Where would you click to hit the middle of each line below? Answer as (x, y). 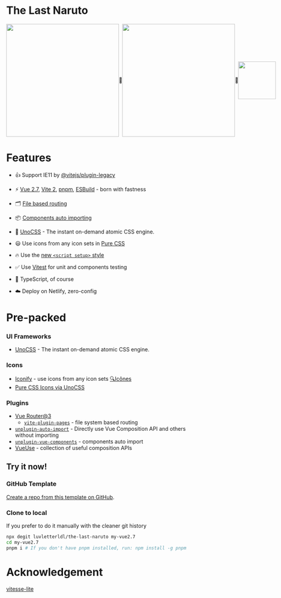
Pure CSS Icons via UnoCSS (50, 387)
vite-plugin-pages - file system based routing (81, 422)
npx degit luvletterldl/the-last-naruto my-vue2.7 (71, 537)
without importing (37, 435)
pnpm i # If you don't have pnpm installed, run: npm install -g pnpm (96, 548)
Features (29, 158)
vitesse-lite (20, 589)
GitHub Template (32, 484)
